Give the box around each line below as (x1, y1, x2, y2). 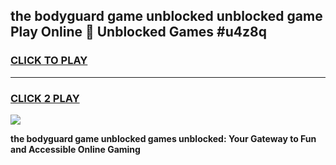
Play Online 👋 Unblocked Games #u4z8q (10, 24, 267, 41)
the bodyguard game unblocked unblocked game (10, 8, 323, 25)
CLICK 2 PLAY (10, 91, 80, 105)
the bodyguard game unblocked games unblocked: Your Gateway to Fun (10, 132, 317, 144)
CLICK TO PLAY (10, 54, 88, 68)
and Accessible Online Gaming (10, 143, 141, 155)
